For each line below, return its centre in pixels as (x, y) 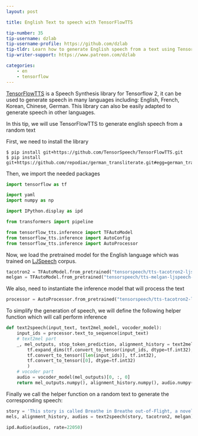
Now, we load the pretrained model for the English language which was (93, 255)
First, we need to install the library (47, 141)
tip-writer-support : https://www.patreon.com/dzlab (71, 55)
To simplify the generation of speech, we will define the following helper (94, 311)
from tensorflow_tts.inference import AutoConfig (68, 238)
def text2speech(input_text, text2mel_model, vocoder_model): (84, 328)
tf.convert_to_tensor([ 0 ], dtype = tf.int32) (81, 361)
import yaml (21, 195)
